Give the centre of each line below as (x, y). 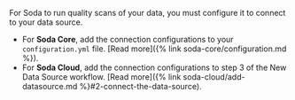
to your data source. (46, 22)
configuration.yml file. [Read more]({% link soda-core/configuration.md (154, 49)
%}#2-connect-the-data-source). (140, 86)
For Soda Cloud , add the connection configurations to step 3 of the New (154, 67)
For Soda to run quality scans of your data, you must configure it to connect (147, 13)
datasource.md (50, 86)
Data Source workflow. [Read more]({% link (101, 77)
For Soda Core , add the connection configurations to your (128, 39)
